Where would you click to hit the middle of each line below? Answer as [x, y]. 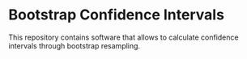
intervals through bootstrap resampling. [74, 45]
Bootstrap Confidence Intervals [117, 15]
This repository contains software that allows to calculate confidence [123, 37]
